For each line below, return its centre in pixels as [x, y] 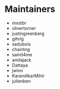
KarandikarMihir [28, 76]
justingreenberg [28, 33]
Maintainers [30, 9]
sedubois [21, 44]
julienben [21, 81]
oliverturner [24, 28]
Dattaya [20, 65]
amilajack [22, 60]
